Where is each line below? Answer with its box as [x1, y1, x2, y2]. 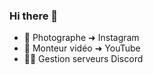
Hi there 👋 [9, 9, 59, 23]
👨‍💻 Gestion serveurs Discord [23, 53, 144, 65]
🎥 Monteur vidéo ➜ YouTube [23, 42, 141, 54]
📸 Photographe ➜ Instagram [23, 32, 140, 44]
